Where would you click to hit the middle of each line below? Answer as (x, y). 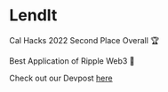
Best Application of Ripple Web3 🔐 (72, 61)
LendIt (33, 15)
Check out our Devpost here (61, 78)
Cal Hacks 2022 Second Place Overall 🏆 (84, 40)
